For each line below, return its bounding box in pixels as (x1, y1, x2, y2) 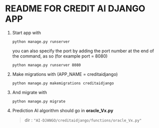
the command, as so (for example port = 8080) (12, 53, 108, 59)
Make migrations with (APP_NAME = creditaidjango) (12, 71, 118, 77)
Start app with (12, 30, 41, 35)
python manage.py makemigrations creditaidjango (12, 81, 114, 86)
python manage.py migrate (12, 99, 65, 104)
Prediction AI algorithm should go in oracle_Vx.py (12, 107, 114, 113)
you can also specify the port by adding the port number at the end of (12, 48, 154, 54)
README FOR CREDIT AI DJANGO (5, 3, 146, 14)
